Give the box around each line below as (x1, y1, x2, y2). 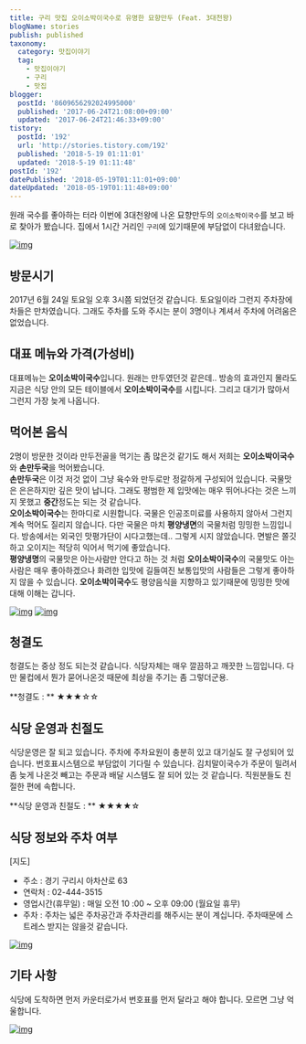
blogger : (9, 90, 43, 99)
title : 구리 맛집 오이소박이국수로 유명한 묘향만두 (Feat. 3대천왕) (9, 13, 234, 23)
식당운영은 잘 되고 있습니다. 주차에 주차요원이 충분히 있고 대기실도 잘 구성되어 (9, 747, 285, 758)
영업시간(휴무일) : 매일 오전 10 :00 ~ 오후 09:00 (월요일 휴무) (22, 898, 241, 909)
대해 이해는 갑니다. (9, 587, 76, 599)
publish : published (9, 30, 84, 39)
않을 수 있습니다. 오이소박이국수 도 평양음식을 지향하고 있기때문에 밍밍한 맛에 (18, 576, 290, 587)
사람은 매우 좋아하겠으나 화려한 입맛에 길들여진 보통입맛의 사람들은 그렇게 (9, 564, 271, 576)
